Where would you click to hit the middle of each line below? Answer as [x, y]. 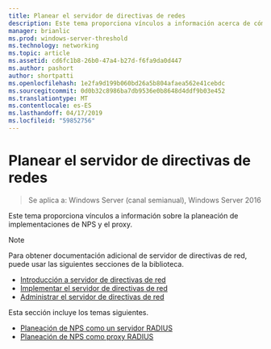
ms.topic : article [39, 53]
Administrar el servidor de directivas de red [92, 297]
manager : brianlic [39, 31]
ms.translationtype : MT [48, 98]
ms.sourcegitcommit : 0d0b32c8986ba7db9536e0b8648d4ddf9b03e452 [117, 91]
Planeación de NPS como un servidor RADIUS [96, 328]
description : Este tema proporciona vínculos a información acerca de [129, 23]
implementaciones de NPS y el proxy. [71, 224]
